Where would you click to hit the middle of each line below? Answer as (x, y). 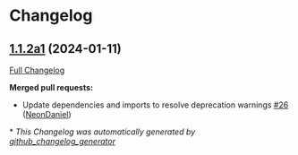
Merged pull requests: (51, 87)
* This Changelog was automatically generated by (102, 132)
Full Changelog (37, 70)
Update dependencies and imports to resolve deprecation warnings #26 (155, 105)
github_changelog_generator (63, 141)
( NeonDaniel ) (47, 114)
